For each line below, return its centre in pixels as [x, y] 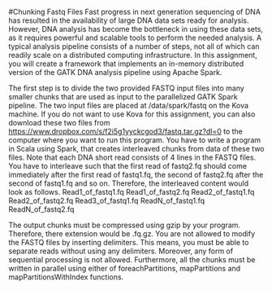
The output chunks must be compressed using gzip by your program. [125, 225]
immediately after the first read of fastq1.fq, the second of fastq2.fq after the [136, 175]
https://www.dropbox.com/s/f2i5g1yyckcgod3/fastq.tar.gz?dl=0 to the [126, 131]
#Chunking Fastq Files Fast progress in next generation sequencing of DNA [135, 12]
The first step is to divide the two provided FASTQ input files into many [127, 88]
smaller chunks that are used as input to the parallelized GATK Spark [123, 97]
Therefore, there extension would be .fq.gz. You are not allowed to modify [132, 234]
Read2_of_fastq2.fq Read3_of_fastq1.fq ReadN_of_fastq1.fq [107, 200]
